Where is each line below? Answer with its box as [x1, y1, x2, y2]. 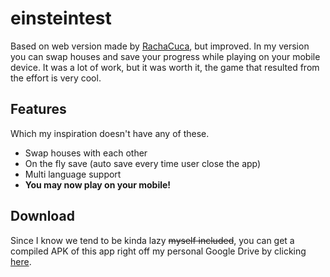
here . [10, 255, 32, 267]
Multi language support [24, 168, 122, 180]
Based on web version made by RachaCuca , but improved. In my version [10, 40, 310, 52]
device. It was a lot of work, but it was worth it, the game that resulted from [10, 61, 320, 73]
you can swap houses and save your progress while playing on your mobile [10, 50, 321, 62]
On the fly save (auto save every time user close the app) [24, 157, 262, 169]
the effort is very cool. [10, 72, 102, 84]
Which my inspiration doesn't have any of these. [10, 127, 210, 139]
